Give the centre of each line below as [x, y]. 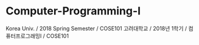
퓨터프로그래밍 [23, 36]
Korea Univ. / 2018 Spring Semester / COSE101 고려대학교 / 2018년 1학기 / [96, 28]
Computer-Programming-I [73, 11]
